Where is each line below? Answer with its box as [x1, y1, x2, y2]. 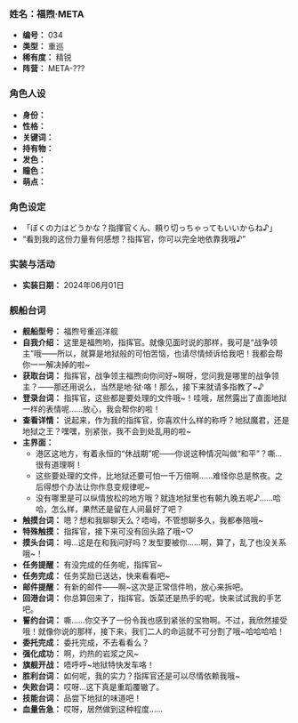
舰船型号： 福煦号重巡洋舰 [21, 326, 118, 337]
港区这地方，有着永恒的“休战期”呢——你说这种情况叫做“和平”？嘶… [35, 448, 283, 459]
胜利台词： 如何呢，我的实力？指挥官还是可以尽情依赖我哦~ [21, 671, 240, 681]
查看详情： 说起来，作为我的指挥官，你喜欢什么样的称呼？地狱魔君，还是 [21, 415, 290, 426]
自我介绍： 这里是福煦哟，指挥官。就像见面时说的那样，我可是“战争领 [21, 337, 278, 348]
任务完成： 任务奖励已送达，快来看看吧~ [21, 571, 171, 582]
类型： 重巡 [21, 41, 64, 52]
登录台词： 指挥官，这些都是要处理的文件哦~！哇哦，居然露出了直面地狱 [21, 393, 287, 404]
